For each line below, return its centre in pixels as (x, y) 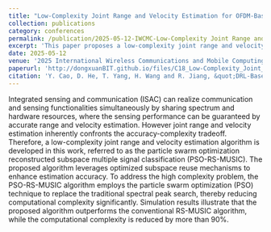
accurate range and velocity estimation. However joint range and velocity (130, 124)
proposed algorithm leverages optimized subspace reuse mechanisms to (129, 167)
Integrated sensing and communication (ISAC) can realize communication (131, 99)
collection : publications (52, 23)
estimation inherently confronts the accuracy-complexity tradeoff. (118, 133)
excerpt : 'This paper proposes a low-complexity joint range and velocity (137, 46)
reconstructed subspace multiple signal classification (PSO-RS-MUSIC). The (135, 159)
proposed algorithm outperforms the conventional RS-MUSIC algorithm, (128, 210)
